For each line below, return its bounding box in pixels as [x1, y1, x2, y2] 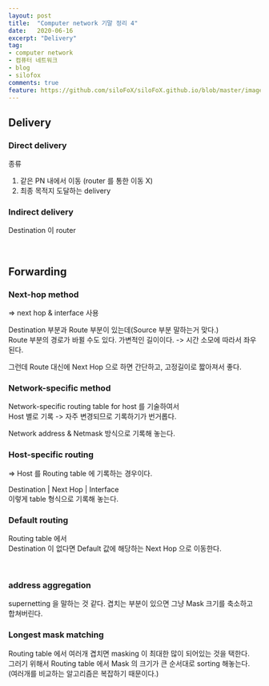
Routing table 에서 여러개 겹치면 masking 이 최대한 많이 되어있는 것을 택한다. [8, 648, 250, 658]
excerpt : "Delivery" [8, 34, 78, 42]
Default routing [8, 514, 69, 525]
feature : [8, 86, 38, 94]
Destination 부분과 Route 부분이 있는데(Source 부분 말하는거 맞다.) [8, 325, 219, 335]
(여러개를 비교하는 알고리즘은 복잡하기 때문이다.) [8, 668, 159, 678]
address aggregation [8, 580, 91, 591]
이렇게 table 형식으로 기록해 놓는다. [8, 494, 118, 503]
